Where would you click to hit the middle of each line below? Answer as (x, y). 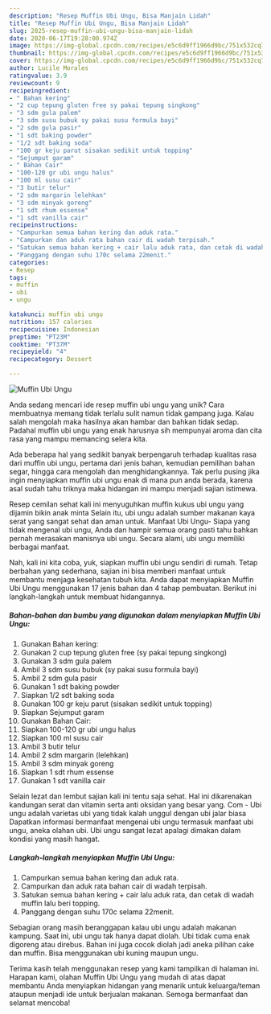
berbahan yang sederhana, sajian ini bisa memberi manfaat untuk (117, 571)
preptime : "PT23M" (40, 337)
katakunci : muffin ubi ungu (56, 314)
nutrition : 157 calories (51, 322)
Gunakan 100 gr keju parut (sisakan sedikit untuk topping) (116, 704)
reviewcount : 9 (35, 83)
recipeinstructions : (44, 225)
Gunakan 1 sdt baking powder (70, 686)
